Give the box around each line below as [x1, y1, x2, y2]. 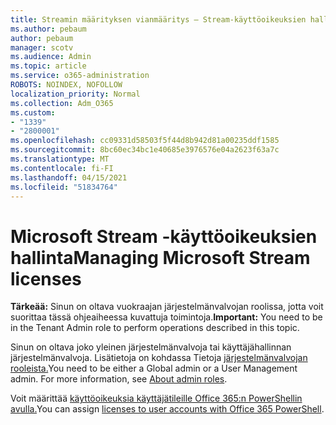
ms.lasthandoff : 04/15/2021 [10, 172, 128, 183]
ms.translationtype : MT [10, 154, 110, 164]
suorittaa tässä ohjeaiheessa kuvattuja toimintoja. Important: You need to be [10, 311, 323, 323]
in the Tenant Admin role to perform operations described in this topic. [10, 322, 300, 334]
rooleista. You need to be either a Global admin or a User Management [10, 362, 298, 375]
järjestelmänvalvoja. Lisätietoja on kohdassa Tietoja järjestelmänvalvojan [10, 352, 308, 364]
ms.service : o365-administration [10, 71, 150, 81]
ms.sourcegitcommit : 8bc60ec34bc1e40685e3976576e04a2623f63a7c [10, 145, 280, 155]
